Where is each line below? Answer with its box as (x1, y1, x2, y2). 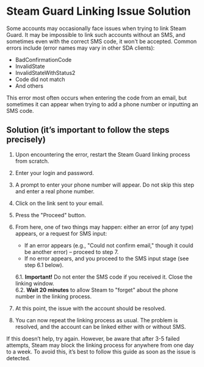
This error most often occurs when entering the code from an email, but (6, 94, 188, 101)
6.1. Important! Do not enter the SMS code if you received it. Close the (15, 273, 193, 280)
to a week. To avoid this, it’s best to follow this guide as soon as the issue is (6, 348, 196, 355)
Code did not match (15, 75, 65, 83)
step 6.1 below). (24, 261, 64, 268)
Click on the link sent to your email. (15, 199, 104, 207)
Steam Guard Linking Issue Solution (6, 4, 191, 18)
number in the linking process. (15, 293, 92, 300)
